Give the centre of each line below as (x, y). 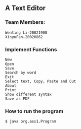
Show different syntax (28, 94)
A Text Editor (25, 8)
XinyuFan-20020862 (24, 37)
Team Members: (25, 22)
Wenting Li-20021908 (26, 32)
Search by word (21, 72)
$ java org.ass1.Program (31, 122)
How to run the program (34, 111)
